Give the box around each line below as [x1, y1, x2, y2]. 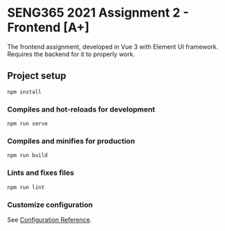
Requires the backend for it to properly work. [7, 50, 135, 58]
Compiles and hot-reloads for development [7, 104, 156, 114]
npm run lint [7, 184, 45, 191]
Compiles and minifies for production [7, 136, 135, 146]
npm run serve [7, 120, 48, 128]
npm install [7, 88, 42, 95]
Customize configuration [7, 200, 93, 209]
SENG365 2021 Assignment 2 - [7, 5, 189, 21]
